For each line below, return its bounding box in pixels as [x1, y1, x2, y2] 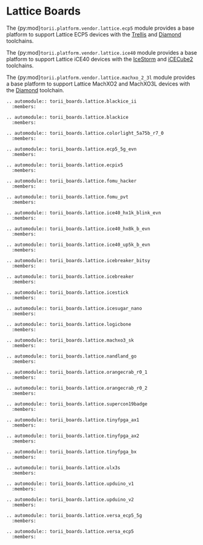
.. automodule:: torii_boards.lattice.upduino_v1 [6, 481, 135, 487]
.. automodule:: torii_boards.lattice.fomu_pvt [6, 194, 129, 200]
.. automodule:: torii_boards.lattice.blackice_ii [6, 98, 137, 104]
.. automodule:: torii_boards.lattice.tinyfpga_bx [6, 449, 137, 455]
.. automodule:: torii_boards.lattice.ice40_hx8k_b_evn [6, 226, 150, 232]
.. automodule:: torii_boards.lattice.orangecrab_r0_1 [6, 369, 148, 375]
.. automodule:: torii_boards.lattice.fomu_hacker [6, 178, 137, 184]
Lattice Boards [6, 4, 81, 18]
